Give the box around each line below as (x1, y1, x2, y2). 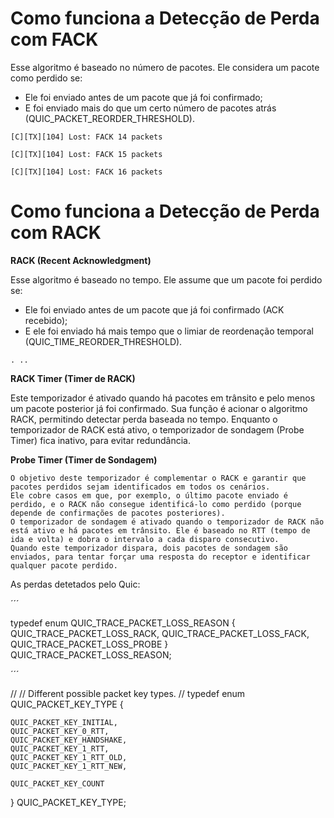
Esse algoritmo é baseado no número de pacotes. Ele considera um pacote (10, 61, 320, 73)
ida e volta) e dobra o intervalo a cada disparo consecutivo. (10, 534, 280, 544)
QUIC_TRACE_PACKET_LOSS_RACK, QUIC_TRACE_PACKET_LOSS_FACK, (10, 627, 310, 639)
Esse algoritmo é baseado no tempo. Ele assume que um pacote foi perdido (10, 273, 323, 286)
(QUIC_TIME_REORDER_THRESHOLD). (24, 335, 183, 347)
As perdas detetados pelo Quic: (10, 578, 141, 590)
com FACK (10, 28, 99, 51)
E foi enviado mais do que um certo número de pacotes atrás (24, 102, 277, 114)
